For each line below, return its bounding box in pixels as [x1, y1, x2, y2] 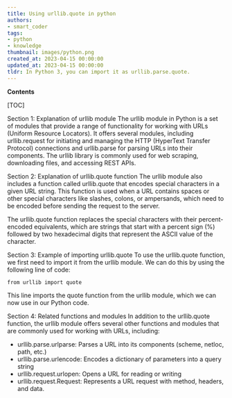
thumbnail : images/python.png [7, 49, 95, 56]
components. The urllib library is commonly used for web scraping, [7, 151, 199, 160]
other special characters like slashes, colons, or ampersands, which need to [7, 194, 224, 202]
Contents [7, 88, 35, 96]
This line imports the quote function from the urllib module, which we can [7, 291, 217, 299]
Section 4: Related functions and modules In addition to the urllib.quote [7, 312, 210, 320]
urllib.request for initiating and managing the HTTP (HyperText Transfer [7, 136, 211, 144]
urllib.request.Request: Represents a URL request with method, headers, [17, 376, 224, 385]
